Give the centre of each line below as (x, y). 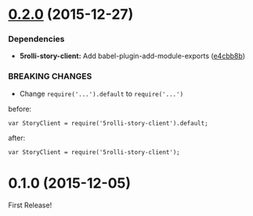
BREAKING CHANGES (50, 76)
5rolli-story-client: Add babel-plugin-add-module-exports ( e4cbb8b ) (132, 56)
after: (17, 137)
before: (20, 108)
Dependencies (36, 39)
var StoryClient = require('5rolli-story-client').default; (108, 123)
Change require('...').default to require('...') (101, 93)
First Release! (30, 205)
